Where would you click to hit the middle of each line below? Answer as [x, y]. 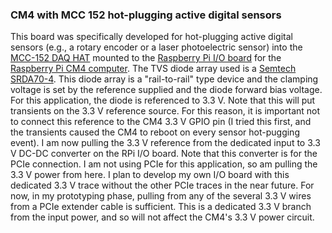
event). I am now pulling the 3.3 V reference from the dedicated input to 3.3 [165, 143]
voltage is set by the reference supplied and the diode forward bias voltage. [166, 90]
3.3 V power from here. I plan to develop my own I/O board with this [150, 175]
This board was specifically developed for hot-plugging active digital [151, 37]
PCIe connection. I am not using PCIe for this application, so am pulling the [164, 164]
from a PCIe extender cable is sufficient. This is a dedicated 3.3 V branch [161, 207]
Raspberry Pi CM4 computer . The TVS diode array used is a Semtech [153, 69]
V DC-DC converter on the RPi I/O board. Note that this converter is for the [164, 154]
